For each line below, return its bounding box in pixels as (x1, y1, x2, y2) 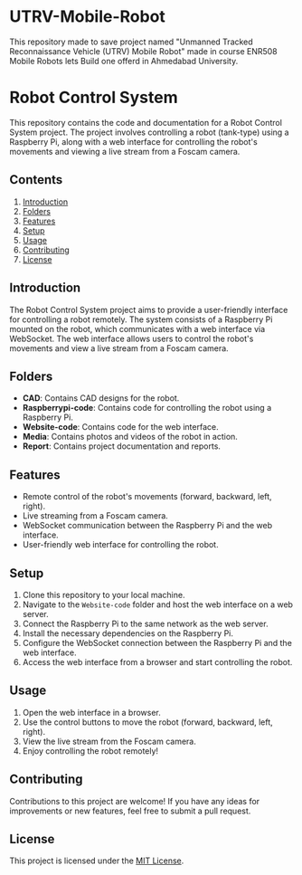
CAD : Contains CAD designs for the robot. (22, 393, 180, 404)
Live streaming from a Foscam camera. (22, 510, 169, 521)
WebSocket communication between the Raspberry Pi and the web (22, 520, 273, 531)
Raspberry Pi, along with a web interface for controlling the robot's (9, 136, 258, 147)
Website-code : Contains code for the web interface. (22, 422, 219, 433)
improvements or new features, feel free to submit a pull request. (9, 805, 251, 816)
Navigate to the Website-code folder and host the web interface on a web (22, 599, 294, 610)
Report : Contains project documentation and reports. (22, 441, 222, 452)
